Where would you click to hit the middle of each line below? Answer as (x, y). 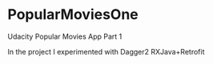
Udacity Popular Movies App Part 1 (65, 36)
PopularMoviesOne (73, 15)
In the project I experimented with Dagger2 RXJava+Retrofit (106, 51)
